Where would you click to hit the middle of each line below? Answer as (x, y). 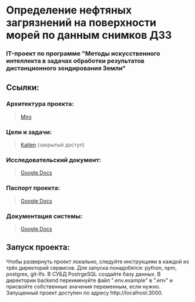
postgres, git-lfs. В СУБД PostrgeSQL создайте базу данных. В (83, 274)
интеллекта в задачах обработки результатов (75, 61)
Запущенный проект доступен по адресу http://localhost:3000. (85, 293)
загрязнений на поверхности (81, 23)
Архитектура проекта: (40, 104)
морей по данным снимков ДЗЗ (89, 35)
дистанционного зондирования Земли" (66, 68)
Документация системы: (44, 216)
